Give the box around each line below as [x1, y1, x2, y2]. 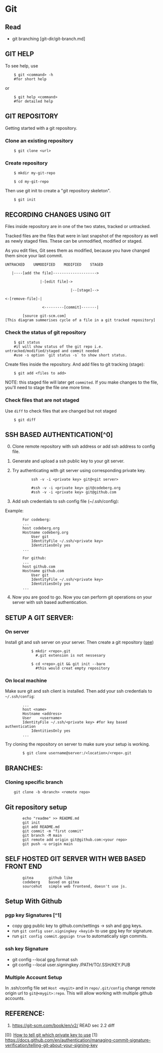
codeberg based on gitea [22, 880, 79, 885]
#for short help [14, 77, 47, 82]
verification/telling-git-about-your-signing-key [5, 1042, 98, 1048]
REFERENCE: [5, 1010, 45, 1018]
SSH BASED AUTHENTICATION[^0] [5, 431, 113, 439]
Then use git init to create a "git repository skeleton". [5, 188, 111, 194]
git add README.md [22, 824, 60, 829]
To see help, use [5, 62, 38, 69]
